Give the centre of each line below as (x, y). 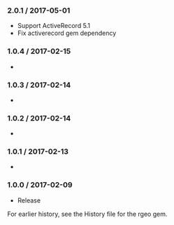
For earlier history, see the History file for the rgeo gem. (87, 214)
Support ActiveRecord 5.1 (54, 26)
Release (29, 200)
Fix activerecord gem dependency (67, 33)
